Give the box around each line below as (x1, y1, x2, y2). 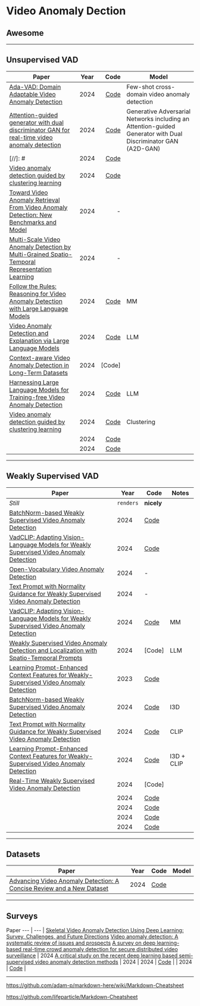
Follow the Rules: (9, 282, 57, 290)
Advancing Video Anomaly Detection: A (9, 877, 120, 885)
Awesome (6, 28, 44, 38)
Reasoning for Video (9, 289, 67, 298)
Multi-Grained (9, 250, 49, 258)
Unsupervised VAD (6, 55, 79, 65)
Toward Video (9, 188, 48, 197)
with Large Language (9, 304, 68, 313)
